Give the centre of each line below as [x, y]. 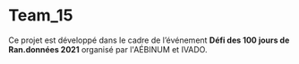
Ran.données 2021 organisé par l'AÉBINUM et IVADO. [108, 49]
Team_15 [41, 16]
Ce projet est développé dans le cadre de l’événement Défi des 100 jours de [149, 40]
